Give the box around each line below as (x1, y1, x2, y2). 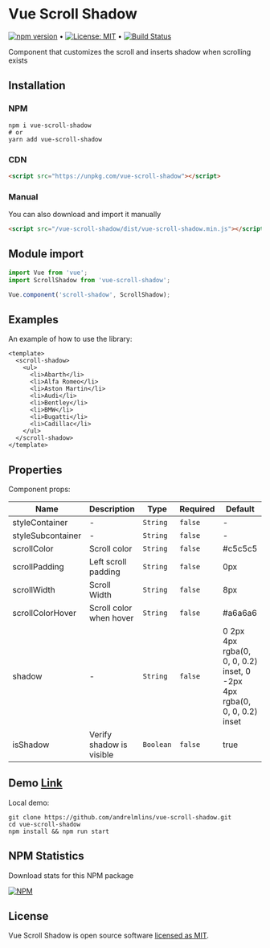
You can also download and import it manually (8, 210, 162, 220)
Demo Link (8, 777, 63, 790)
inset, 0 (222, 666, 252, 677)
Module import (8, 247, 84, 261)
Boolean (142, 741, 172, 749)
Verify (88, 729, 112, 741)
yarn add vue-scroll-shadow (8, 135, 103, 143)
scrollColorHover (12, 608, 76, 619)
